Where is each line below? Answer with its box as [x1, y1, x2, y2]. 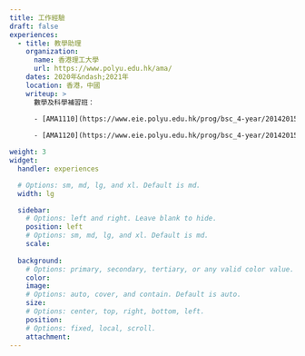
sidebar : [17, 205, 51, 214]
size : [25, 299, 47, 308]
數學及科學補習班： [33, 97, 95, 107]
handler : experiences [17, 164, 100, 173]
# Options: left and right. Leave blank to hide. [25, 214, 218, 223]
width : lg [17, 189, 54, 198]
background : [17, 256, 64, 265]
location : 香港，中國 [25, 81, 101, 90]
